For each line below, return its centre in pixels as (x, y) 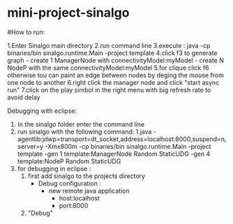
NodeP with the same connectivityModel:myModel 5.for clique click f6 (108, 67)
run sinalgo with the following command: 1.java (84, 131)
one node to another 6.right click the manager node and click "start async (113, 82)
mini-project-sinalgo (68, 13)
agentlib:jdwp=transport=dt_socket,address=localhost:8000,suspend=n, (122, 139)
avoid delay (24, 97)
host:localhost (79, 198)
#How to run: (26, 32)
